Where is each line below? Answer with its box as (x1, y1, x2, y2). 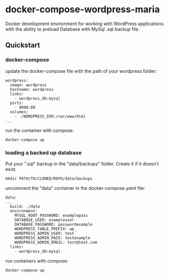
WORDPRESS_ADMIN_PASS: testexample (14, 235, 91, 241)
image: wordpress (10, 82, 47, 88)
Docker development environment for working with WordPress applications (5, 21, 164, 27)
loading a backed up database (5, 149, 82, 156)
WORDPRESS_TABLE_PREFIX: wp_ (14, 226, 77, 231)
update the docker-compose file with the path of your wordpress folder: (5, 68, 157, 74)
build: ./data (10, 204, 40, 209)
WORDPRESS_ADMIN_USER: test (14, 231, 74, 236)
